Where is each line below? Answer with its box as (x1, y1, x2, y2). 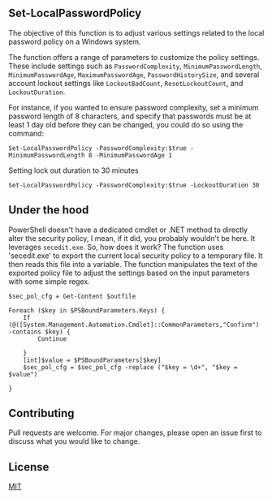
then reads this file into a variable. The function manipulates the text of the (8, 259, 258, 269)
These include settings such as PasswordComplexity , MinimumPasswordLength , (8, 61, 262, 71)
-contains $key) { (8, 328, 71, 336)
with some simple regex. (8, 276, 91, 286)
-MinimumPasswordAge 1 (95, 151, 173, 159)
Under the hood (8, 203, 89, 217)
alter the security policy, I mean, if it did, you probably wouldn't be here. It (8, 233, 256, 243)
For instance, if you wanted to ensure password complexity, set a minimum (8, 102, 259, 112)
